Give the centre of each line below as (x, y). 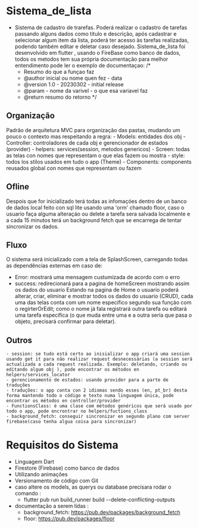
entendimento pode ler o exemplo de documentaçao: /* (83, 65)
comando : (28, 493)
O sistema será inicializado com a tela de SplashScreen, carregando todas (97, 260)
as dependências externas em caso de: (54, 265)
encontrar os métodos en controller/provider (63, 401)
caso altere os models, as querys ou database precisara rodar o (93, 487)
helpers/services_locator (38, 375)
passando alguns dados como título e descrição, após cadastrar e (96, 33)
